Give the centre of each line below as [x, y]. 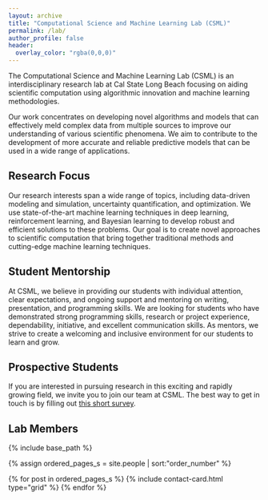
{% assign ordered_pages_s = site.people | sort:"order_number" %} [120, 464]
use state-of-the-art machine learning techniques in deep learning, [119, 212]
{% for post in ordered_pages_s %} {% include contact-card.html [116, 479]
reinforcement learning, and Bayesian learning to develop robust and [121, 220]
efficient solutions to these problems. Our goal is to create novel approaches [134, 229]
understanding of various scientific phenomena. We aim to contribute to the [133, 134]
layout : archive [35, 16]
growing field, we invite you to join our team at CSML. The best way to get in [134, 395]
